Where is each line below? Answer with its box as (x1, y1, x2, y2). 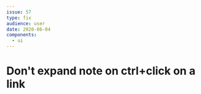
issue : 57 (6, 9, 32, 15)
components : (6, 32, 37, 38)
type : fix (6, 15, 32, 21)
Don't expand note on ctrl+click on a (6, 64, 195, 78)
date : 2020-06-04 (6, 26, 51, 33)
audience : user (6, 20, 45, 26)
